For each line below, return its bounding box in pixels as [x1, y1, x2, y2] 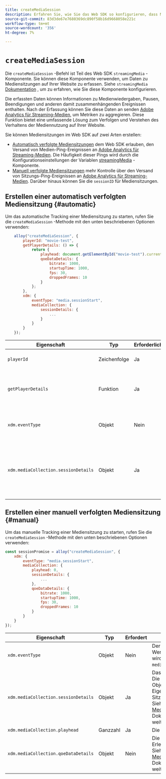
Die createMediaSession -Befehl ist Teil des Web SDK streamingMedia [5, 70, 145, 76]
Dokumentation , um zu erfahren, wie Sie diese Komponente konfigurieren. [5, 86, 157, 92]
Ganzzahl [98, 727, 121, 733]
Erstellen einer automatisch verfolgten [5, 193, 126, 201]
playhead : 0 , [31, 568, 58, 572]
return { [31, 247, 50, 253]
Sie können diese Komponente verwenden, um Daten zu [33, 75, 148, 82]
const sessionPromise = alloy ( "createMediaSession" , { [5, 549, 121, 554]
